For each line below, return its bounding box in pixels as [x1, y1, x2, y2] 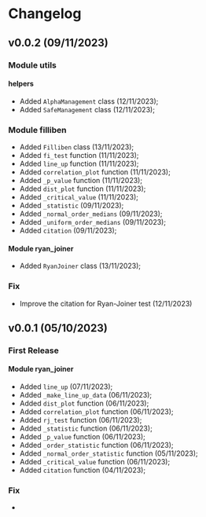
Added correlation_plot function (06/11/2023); [19, 407, 175, 416]
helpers [8, 79, 34, 89]
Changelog [8, 5, 82, 23]
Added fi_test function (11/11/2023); [19, 151, 139, 159]
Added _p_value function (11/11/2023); [19, 176, 143, 185]
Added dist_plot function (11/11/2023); [19, 184, 146, 193]
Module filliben [8, 124, 67, 135]
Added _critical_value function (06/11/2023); [19, 457, 171, 467]
